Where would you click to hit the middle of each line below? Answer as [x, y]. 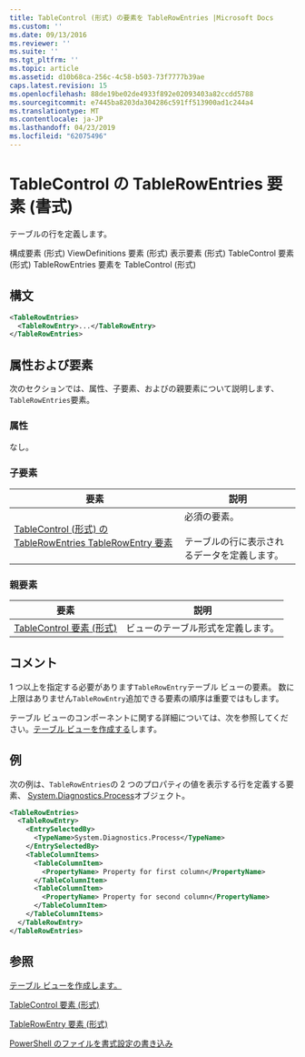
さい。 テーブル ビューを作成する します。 [85, 729]
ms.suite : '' [34, 52]
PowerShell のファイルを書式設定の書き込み [91, 1043]
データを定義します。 [239, 555]
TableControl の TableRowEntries [136, 184]
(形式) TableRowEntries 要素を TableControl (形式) [103, 264]
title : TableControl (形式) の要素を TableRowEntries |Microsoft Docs [142, 18]
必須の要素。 [212, 517]
